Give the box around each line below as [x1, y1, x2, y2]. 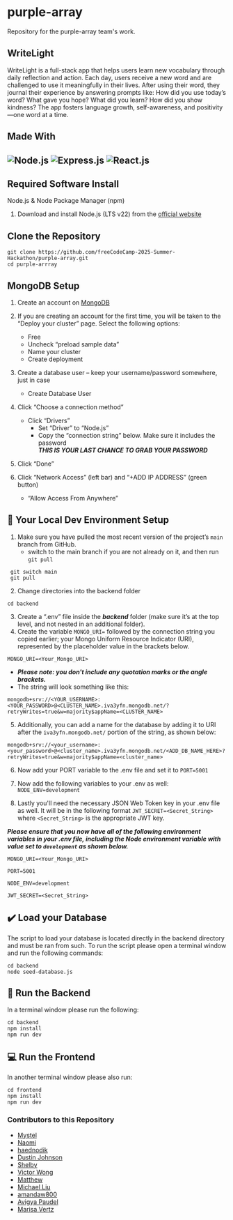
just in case [17, 376, 51, 384]
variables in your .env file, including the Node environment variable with [7, 834, 221, 843]
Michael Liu [17, 1182, 51, 1191]
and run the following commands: [7, 949, 104, 957]
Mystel [17, 1131, 37, 1139]
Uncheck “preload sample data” [27, 340, 120, 349]
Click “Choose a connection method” [17, 402, 124, 411]
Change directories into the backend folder [17, 586, 141, 595]
